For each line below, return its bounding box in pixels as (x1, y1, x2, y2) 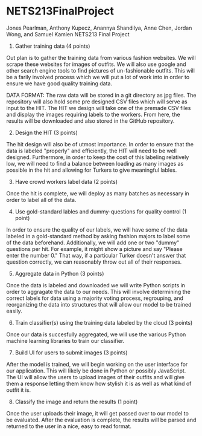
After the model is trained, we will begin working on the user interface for (6, 360, 188, 368)
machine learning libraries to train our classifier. (6, 337, 125, 344)
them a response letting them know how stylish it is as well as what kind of (6, 380, 192, 387)
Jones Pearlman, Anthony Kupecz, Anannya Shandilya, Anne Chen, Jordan (6, 24, 192, 31)
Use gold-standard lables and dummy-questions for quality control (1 (14, 207, 187, 215)
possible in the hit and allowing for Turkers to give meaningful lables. (6, 166, 177, 174)
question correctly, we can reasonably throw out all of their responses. (6, 258, 182, 265)
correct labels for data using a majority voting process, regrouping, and (6, 294, 184, 302)
